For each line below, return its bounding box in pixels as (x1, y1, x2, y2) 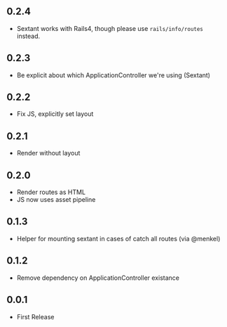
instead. (16, 32, 41, 40)
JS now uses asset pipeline (16, 195, 96, 204)
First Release (16, 312, 55, 321)
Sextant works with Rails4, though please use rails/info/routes (16, 24, 204, 32)
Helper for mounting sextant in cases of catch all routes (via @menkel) (16, 234, 221, 243)
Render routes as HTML (16, 188, 85, 196)
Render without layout (16, 149, 81, 158)
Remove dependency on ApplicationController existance (16, 274, 180, 282)
